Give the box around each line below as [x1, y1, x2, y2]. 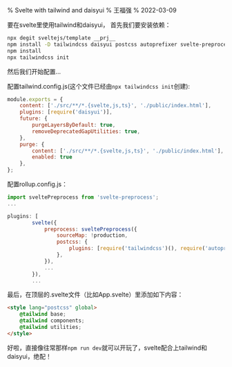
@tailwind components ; [19, 317, 85, 324]
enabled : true [32, 154, 72, 161]
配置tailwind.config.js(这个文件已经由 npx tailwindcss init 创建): [7, 82, 191, 90]
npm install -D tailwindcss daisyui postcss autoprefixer [7, 41, 177, 48]
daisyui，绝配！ [7, 352, 52, 360]
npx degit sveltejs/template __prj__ [7, 35, 116, 42]
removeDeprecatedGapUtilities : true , [32, 127, 140, 135]
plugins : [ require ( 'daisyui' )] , [19, 109, 113, 116]
